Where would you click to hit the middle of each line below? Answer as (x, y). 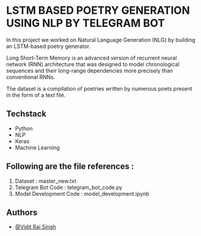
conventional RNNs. (31, 77)
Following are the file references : (70, 167)
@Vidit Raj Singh (35, 227)
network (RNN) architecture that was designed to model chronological (93, 64)
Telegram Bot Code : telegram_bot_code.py (68, 187)
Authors (22, 212)
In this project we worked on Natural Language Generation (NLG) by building (101, 40)
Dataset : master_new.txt (46, 181)
